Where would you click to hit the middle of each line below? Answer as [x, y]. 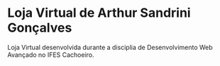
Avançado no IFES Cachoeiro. [51, 55]
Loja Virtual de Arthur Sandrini [99, 13]
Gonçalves [40, 28]
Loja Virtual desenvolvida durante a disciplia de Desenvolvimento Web [110, 47]
